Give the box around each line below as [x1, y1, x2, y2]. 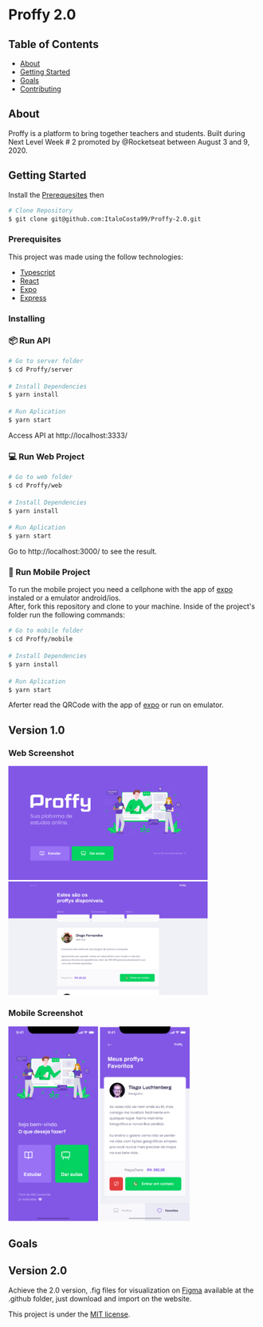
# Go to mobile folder [8, 626, 84, 635]
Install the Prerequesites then [8, 190, 104, 199]
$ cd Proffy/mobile [8, 635, 73, 643]
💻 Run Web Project [8, 450, 85, 462]
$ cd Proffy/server [8, 366, 73, 374]
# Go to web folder [8, 474, 73, 482]
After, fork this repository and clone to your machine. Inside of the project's [8, 602, 256, 611]
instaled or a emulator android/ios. [8, 594, 121, 603]
